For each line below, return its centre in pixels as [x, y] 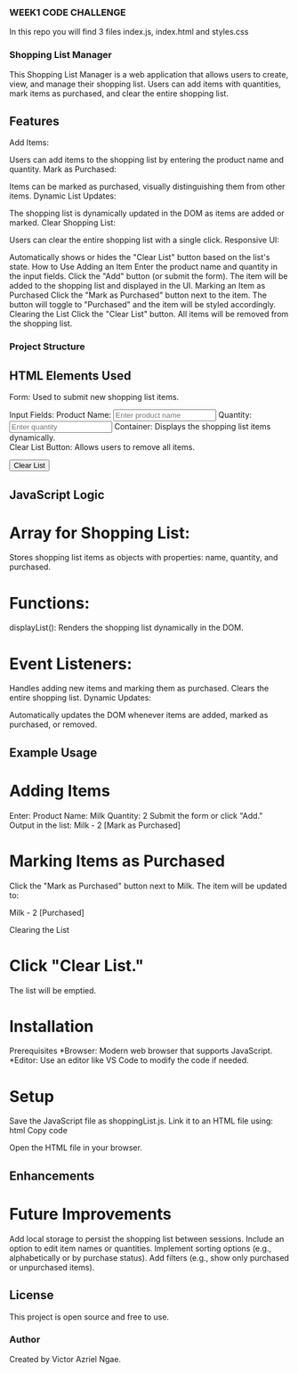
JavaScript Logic [57, 495]
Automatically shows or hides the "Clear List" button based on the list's [140, 257]
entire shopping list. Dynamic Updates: [80, 698]
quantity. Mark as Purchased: [63, 169]
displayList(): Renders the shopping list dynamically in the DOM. [126, 628]
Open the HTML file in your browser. [76, 1148]
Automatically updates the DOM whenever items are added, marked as [139, 715]
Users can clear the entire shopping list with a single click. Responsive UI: [145, 240]
